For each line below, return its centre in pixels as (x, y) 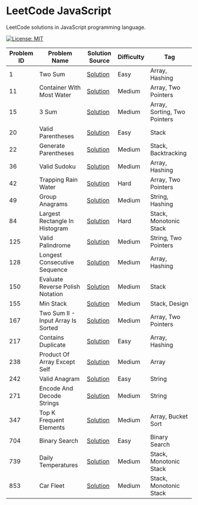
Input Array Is (58, 320)
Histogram (54, 228)
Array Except (57, 362)
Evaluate (51, 279)
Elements (52, 427)
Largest (50, 214)
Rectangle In (57, 221)
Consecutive (57, 262)
